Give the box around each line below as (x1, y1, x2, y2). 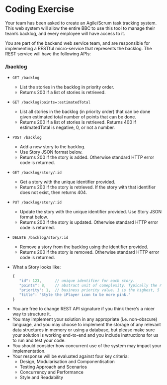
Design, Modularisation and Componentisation (19, 359, 115, 365)
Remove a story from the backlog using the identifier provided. (19, 244, 148, 250)
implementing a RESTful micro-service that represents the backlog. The (5, 45, 152, 51)
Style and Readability (19, 375, 64, 381)
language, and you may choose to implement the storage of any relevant (12, 322, 161, 328)
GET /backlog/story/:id (12, 170, 62, 175)
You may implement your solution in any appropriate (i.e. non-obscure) (12, 316, 158, 322)
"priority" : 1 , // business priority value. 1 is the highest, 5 (19, 288, 160, 292)
